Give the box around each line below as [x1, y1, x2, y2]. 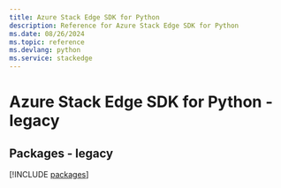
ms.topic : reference [9, 37, 86, 47]
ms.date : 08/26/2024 [9, 29, 86, 38]
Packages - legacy [9, 146, 113, 161]
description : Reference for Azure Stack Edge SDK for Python [9, 21, 239, 30]
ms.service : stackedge [9, 54, 93, 63]
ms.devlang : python [9, 46, 81, 55]
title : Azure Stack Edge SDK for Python [9, 12, 161, 22]
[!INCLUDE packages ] [9, 169, 89, 179]
